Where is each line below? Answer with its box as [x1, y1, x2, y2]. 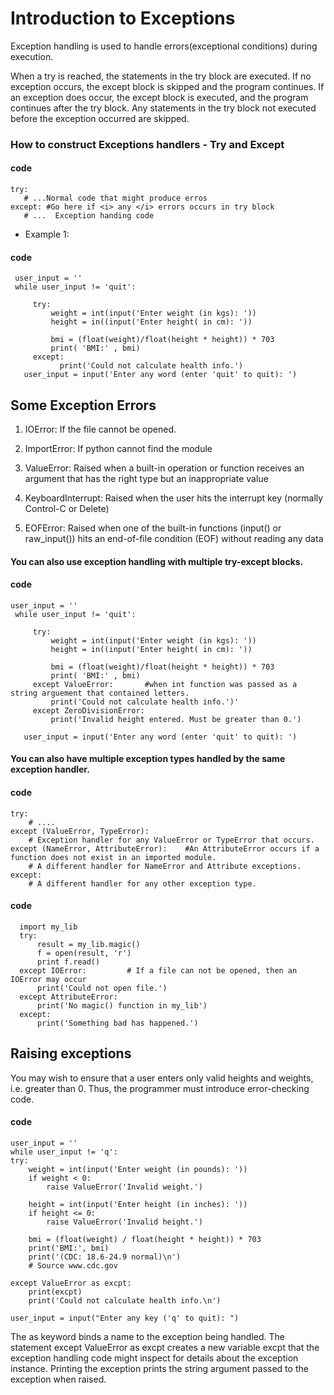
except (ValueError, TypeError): [10, 826, 150, 836]
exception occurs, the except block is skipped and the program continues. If [10, 80, 325, 92]
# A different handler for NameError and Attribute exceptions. [28, 861, 302, 871]
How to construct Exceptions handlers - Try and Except [10, 137, 285, 151]
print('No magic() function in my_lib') [36, 1000, 208, 1011]
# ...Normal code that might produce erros [23, 193, 208, 204]
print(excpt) [28, 1287, 83, 1297]
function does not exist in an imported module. [10, 852, 217, 862]
